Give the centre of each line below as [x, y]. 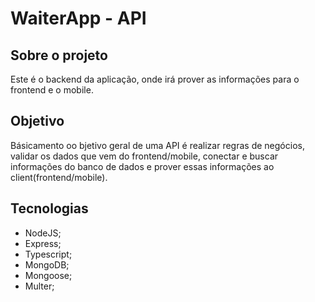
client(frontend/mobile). [59, 177]
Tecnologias [49, 208]
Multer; [39, 286]
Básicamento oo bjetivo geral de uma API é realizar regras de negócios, [157, 145]
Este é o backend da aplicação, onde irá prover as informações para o [155, 79]
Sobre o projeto [59, 55]
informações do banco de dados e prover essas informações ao [142, 166]
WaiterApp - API [78, 18]
